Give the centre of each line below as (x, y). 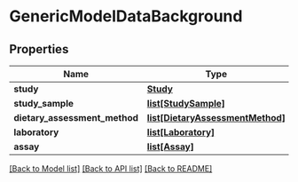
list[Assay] (170, 146)
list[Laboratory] (181, 132)
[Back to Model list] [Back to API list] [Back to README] (111, 169)
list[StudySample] (186, 103)
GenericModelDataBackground (126, 16)
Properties (39, 49)
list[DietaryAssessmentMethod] (216, 118)
